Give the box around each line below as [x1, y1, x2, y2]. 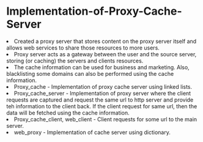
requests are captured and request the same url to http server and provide [6, 96, 194, 103]
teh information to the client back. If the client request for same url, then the [6, 102, 197, 110]
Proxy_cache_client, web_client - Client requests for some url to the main [14, 115, 197, 123]
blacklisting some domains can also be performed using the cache [6, 70, 174, 77]
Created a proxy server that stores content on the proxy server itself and [14, 37, 197, 45]
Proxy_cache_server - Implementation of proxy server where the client [14, 89, 191, 97]
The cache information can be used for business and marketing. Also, [14, 63, 190, 71]
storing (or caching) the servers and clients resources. [6, 57, 144, 64]
